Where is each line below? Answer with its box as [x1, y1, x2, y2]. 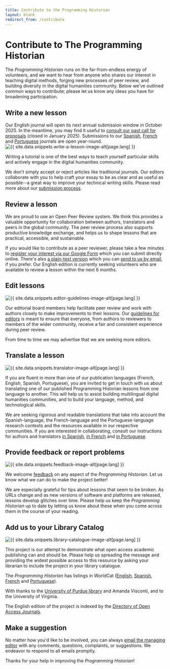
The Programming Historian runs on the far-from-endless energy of [5, 67, 147, 73]
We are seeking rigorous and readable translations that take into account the [5, 411, 165, 418]
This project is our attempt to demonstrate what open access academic [5, 547, 155, 553]
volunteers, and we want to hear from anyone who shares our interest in [5, 72, 156, 78]
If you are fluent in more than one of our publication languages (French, [5, 374, 155, 380]
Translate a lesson [5, 351, 64, 360]
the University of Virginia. [5, 594, 58, 600]
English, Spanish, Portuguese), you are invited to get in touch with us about [5, 380, 162, 386]
